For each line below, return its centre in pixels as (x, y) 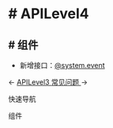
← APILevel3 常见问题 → (48, 82)
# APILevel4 (49, 14)
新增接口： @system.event (62, 65)
